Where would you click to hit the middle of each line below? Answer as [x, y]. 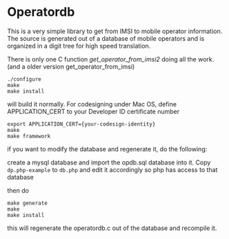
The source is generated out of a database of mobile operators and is [106, 38]
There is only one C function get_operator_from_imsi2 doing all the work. [111, 59]
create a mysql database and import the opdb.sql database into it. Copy [109, 162]
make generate [28, 203]
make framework [29, 136]
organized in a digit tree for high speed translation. [79, 46]
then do [18, 190]
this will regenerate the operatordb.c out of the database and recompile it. [112, 228]
